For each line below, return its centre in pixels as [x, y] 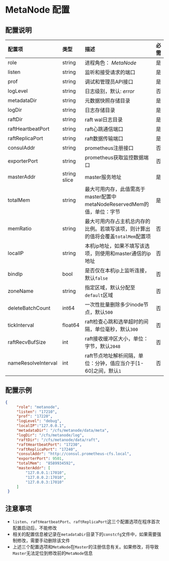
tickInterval [21, 325]
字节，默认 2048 [103, 346]
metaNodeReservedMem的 [117, 204]
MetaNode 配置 [37, 10]
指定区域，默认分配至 [110, 288]
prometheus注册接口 [109, 148]
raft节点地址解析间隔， [111, 356]
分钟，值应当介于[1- [119, 363]
